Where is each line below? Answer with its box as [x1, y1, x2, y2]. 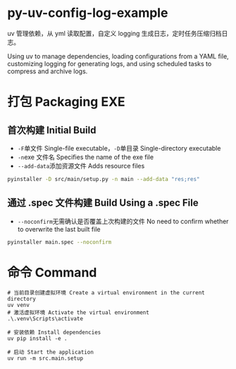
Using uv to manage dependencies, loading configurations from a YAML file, [7, 51, 229, 61]
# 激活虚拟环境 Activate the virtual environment [7, 309, 149, 316]
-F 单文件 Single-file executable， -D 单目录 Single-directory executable [17, 144, 221, 152]
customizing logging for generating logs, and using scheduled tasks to [7, 59, 212, 68]
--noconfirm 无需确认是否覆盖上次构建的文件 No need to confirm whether [17, 217, 229, 225]
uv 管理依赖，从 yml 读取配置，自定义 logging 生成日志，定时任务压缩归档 [7, 29, 222, 37]
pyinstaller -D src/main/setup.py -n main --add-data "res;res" [7, 175, 200, 182]
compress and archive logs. [7, 67, 88, 75]
